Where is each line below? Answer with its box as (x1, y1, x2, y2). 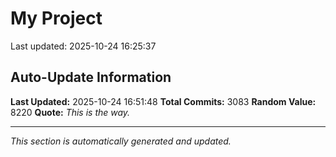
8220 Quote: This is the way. (10, 106, 131, 118)
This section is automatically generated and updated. (10, 135, 232, 147)
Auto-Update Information (10, 69, 172, 86)
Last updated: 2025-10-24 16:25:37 (10, 40, 157, 52)
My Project (10, 7, 103, 30)
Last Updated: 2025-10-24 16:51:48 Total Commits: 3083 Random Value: (10, 95, 317, 107)
